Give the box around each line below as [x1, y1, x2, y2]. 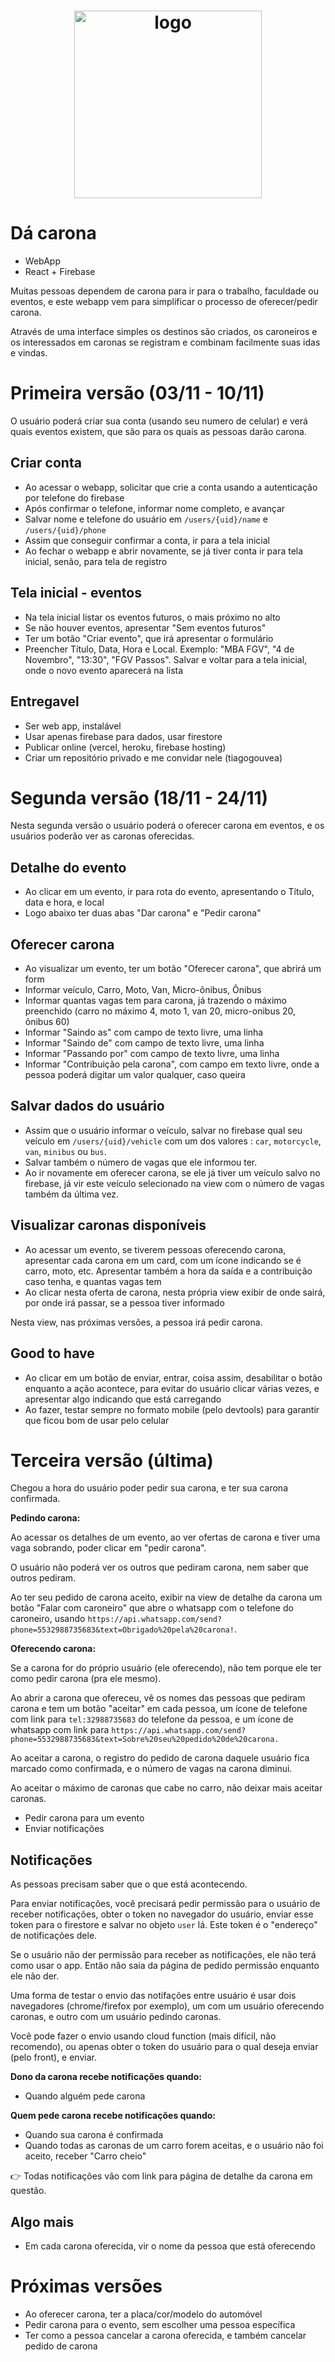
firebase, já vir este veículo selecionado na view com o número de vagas [24, 1177, 325, 1189]
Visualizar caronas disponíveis [10, 1217, 207, 1234]
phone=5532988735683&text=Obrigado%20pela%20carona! [10, 1625, 235, 1635]
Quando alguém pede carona [24, 2090, 146, 2102]
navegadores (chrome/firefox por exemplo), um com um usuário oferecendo [10, 2000, 325, 2012]
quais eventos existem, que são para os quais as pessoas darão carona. [10, 426, 307, 438]
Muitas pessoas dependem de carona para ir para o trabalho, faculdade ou [10, 285, 320, 297]
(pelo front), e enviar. [10, 2051, 97, 2064]
